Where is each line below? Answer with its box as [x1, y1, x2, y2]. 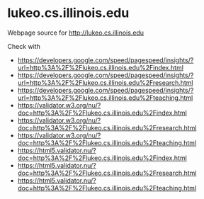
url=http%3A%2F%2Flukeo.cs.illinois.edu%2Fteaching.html [17, 93, 193, 102]
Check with [7, 42, 40, 50]
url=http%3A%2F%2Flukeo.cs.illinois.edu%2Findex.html [17, 63, 184, 72]
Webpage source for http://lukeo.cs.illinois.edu [7, 28, 144, 37]
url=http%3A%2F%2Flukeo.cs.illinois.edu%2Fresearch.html [17, 78, 193, 86]
